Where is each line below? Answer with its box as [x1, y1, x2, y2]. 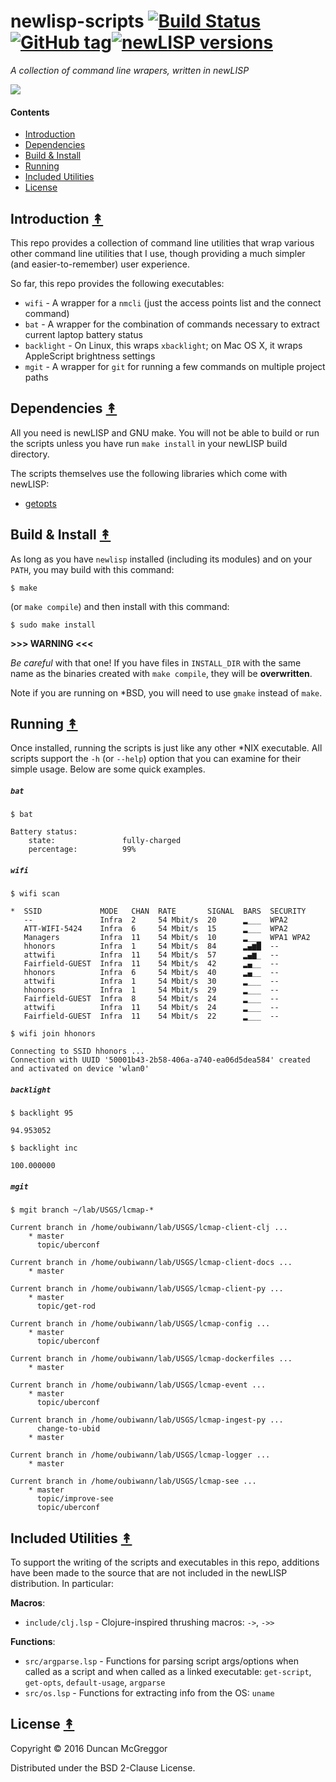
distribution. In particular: [10, 1578, 115, 1590]
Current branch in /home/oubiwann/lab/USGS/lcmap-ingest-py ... [10, 1415, 284, 1425]
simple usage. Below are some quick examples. [10, 763, 206, 775]
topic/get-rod [36, 1301, 97, 1312]
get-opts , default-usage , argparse [24, 1676, 166, 1689]
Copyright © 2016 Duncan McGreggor [10, 1742, 168, 1754]
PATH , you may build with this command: [10, 563, 175, 575]
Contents [10, 106, 50, 118]
